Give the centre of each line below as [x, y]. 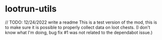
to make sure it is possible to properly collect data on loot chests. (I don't [78, 27]
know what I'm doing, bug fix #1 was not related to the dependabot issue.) [79, 32]
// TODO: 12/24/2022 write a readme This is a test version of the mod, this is [81, 22]
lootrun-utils [31, 9]
